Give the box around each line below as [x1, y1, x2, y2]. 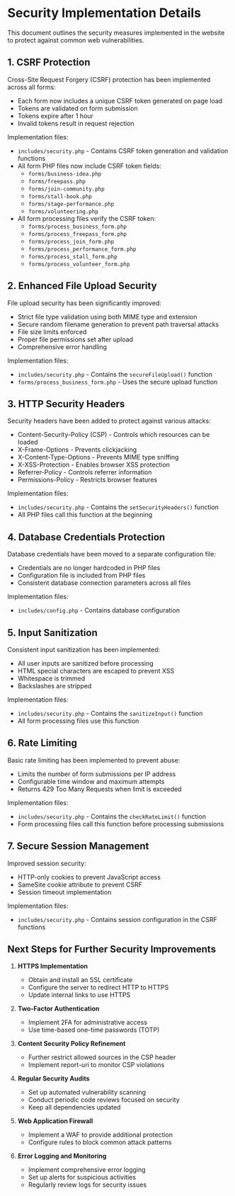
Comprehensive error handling [17, 342, 108, 351]
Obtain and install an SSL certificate [28, 976, 133, 984]
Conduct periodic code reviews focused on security [28, 1095, 180, 1104]
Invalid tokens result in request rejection [17, 119, 134, 127]
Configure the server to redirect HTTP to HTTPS [28, 983, 169, 992]
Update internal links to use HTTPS [28, 991, 131, 999]
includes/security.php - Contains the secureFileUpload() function [17, 370, 212, 378]
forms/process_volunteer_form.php [28, 261, 130, 268]
